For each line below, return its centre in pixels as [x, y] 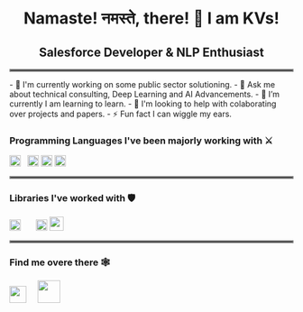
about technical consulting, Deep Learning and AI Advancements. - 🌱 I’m [144, 94]
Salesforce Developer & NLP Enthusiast [151, 52]
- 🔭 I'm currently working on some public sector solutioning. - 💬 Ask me [142, 84]
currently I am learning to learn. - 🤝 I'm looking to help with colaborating [143, 104]
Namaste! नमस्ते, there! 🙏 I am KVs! [151, 18]
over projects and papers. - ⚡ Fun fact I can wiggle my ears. [121, 114]
